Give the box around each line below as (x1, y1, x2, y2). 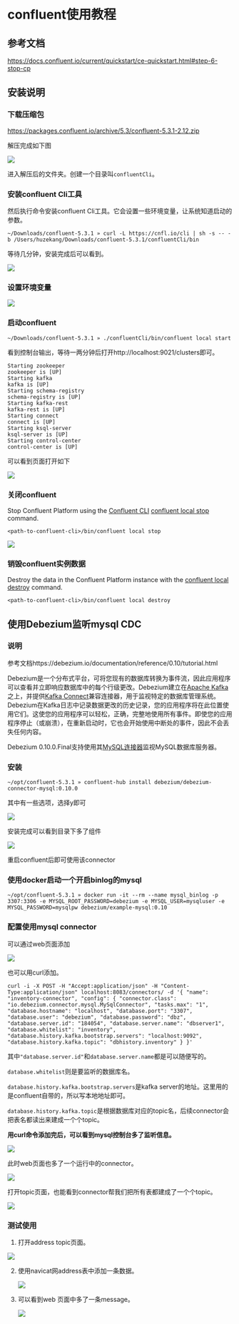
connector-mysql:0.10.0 (7, 785, 78, 793)
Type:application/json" (7, 989, 78, 996)
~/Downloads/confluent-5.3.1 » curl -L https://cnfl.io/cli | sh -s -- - (7, 230, 232, 237)
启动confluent (7, 318, 57, 328)
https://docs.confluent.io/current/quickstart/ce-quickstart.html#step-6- (7, 56, 218, 65)
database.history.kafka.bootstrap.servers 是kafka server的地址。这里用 (7, 1082, 223, 1091)
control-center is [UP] (7, 443, 78, 450)
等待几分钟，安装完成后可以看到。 (7, 249, 108, 258)
